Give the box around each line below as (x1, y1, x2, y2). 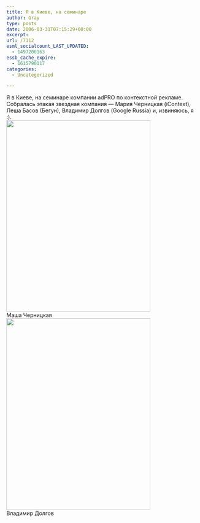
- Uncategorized (12, 72, 53, 78)
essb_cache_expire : (6, 55, 56, 61)
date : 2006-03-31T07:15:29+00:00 (6, 26, 92, 32)
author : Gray (6, 15, 40, 21)
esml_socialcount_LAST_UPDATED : (6, 44, 89, 50)
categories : (6, 66, 37, 72)
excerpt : (6, 32, 29, 38)
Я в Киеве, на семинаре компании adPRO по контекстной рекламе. (6, 94, 183, 101)
